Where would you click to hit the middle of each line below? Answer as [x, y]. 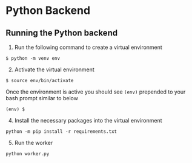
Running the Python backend [62, 33]
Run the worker [34, 143]
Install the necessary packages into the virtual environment [88, 120]
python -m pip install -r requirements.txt [61, 132]
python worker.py [28, 154]
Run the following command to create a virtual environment [88, 47]
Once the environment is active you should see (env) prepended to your [96, 92]
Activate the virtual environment [54, 69]
